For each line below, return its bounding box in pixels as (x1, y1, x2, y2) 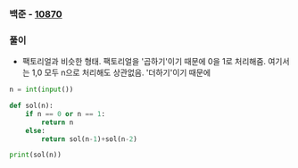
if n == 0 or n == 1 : (25, 109, 105, 118)
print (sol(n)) (9, 150, 62, 160)
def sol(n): (9, 101, 54, 111)
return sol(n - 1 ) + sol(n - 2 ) (41, 134, 138, 144)
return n (41, 118, 74, 127)
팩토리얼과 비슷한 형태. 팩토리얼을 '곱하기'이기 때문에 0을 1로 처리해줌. (21, 56, 266, 67)
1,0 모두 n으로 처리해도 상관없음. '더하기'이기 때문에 (31, 67, 211, 78)
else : (25, 126, 46, 135)
